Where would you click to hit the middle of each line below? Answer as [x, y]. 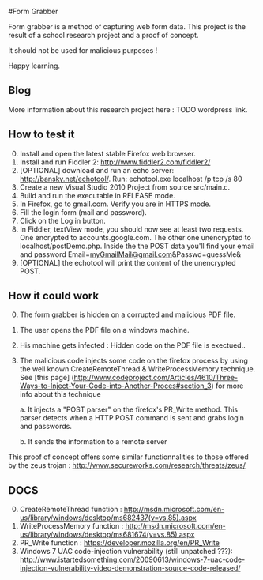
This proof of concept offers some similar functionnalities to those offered [128, 457]
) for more [227, 386]
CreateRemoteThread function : [71, 510]
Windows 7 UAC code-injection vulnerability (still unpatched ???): [126, 552]
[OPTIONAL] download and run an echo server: [97, 170]
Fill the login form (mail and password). [83, 212]
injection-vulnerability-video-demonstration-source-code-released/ [130, 568]
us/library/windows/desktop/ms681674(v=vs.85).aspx [107, 535]
